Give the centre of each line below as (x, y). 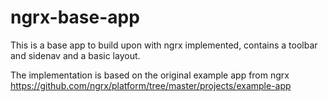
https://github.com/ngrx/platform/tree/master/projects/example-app (151, 85)
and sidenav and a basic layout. (75, 55)
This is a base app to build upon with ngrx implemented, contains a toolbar (164, 45)
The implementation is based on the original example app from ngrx (150, 75)
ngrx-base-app (75, 17)
